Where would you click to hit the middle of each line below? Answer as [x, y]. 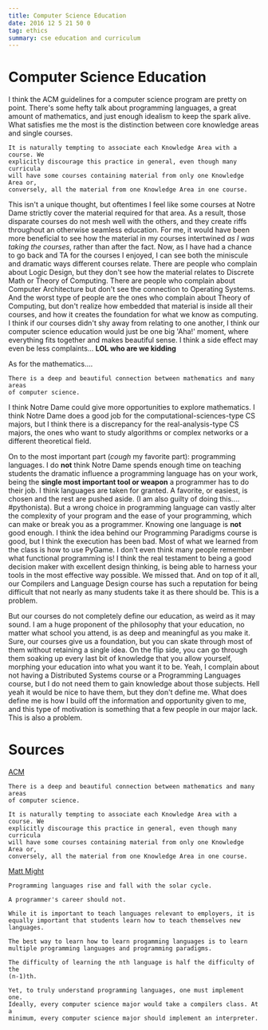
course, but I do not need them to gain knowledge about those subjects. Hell [134, 684]
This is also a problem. [45, 717]
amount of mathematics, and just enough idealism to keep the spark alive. [130, 116]
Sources [37, 750]
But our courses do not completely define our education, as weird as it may [132, 616]
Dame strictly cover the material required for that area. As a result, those [127, 213]
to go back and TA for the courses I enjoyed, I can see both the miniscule [128, 255]
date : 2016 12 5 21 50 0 [49, 23]
